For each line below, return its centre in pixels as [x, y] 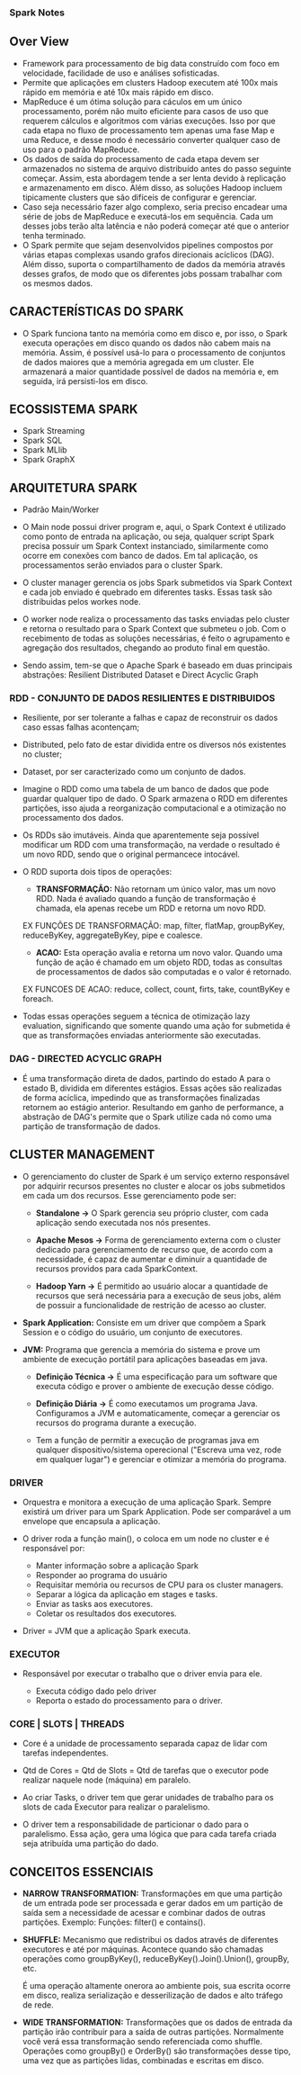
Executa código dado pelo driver [96, 1691]
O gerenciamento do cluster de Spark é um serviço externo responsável [156, 1176]
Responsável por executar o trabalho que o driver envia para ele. [142, 1674]
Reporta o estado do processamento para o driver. [129, 1701]
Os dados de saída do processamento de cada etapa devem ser [141, 158]
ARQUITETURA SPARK [73, 488]
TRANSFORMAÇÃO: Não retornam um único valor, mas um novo [156, 889]
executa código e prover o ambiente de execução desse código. [155, 1386]
